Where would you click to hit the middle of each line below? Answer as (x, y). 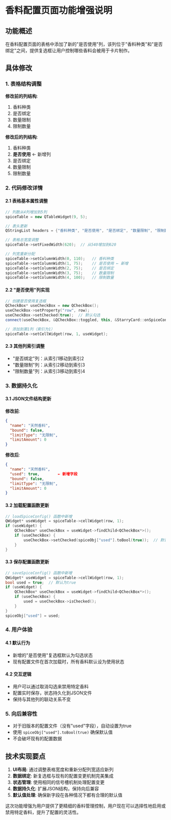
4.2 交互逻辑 (18, 674)
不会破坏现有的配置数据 (37, 739)
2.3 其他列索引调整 (25, 346)
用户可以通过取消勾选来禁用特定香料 (51, 686)
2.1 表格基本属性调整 (27, 201)
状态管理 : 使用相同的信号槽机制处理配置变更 (59, 782)
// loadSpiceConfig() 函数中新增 (39, 516)
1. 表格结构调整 (24, 84)
